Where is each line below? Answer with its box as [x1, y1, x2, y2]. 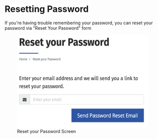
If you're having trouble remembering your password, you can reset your [4, 20, 153, 26]
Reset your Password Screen [17, 128, 76, 134]
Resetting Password [4, 3, 89, 15]
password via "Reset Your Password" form [4, 25, 92, 31]
